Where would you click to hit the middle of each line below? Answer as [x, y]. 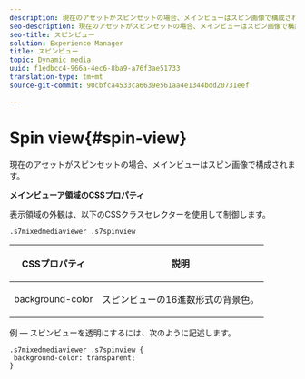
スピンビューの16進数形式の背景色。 [180, 299]
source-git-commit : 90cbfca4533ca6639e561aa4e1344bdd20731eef [129, 85]
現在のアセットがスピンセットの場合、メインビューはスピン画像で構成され [148, 164]
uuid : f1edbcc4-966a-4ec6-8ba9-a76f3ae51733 [95, 69]
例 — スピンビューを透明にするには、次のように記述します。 [123, 333]
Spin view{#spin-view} [98, 138]
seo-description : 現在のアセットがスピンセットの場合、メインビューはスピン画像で [149, 26]
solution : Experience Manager [67, 43]
